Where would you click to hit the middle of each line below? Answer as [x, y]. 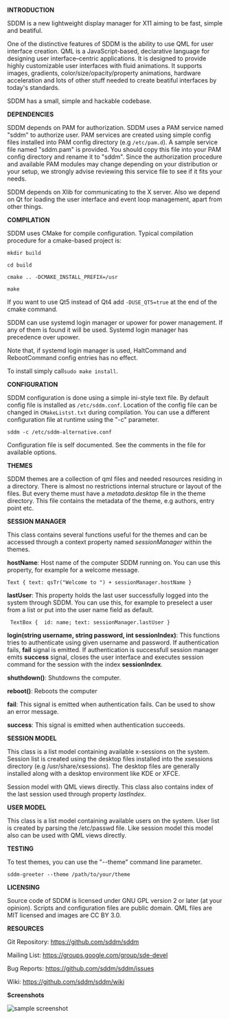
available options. [32, 452]
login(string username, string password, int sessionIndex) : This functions [114, 635]
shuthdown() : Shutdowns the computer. [64, 678]
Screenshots [26, 995]
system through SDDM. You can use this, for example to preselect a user [110, 603]
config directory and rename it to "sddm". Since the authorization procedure [115, 157]
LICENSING [23, 887]
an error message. [33, 712]
